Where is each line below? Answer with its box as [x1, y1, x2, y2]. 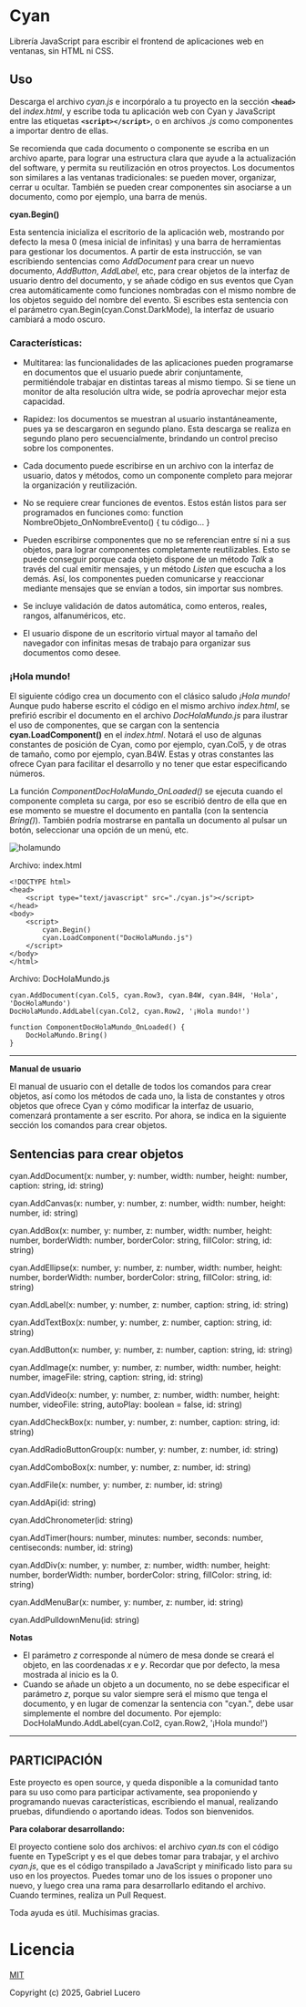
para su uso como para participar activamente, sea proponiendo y [9, 1786, 258, 1797]
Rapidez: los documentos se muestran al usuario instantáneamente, [22, 414, 278, 425]
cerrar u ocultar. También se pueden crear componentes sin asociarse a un [9, 181, 291, 192]
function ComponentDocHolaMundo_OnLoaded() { [9, 1023, 185, 1032]
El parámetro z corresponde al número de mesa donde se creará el [22, 1650, 275, 1660]
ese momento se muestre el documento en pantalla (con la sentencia [9, 805, 269, 816]
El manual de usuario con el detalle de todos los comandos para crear [9, 1081, 271, 1092]
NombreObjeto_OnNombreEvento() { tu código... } [22, 517, 210, 528]
